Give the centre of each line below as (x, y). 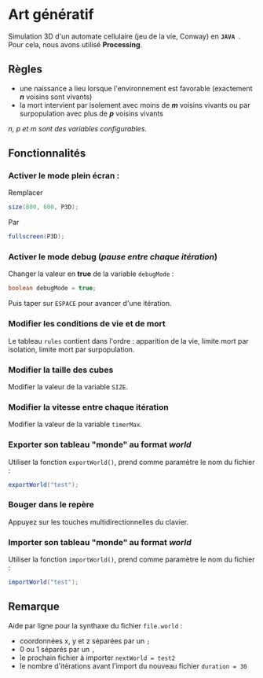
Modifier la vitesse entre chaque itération (88, 407)
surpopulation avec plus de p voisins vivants (91, 113)
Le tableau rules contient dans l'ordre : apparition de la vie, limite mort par (128, 341)
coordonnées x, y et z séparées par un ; (85, 641)
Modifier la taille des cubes (61, 370)
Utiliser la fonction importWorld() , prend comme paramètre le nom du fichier (131, 559)
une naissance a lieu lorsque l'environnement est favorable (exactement (136, 88)
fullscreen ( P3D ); (37, 237)
